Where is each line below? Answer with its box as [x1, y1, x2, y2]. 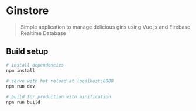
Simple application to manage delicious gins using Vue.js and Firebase [20, 23, 191, 30]
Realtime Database [20, 29, 66, 36]
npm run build [6, 99, 41, 106]
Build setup [6, 47, 49, 57]
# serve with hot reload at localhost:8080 [6, 78, 114, 84]
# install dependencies [6, 62, 64, 68]
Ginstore [6, 4, 49, 18]
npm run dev [6, 84, 35, 89]
